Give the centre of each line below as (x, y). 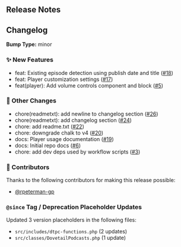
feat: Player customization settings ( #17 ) (64, 79)
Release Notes (34, 10)
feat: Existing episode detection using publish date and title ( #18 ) (94, 73)
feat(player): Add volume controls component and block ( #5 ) (89, 85)
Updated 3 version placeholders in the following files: (71, 220)
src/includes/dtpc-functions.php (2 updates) (71, 232)
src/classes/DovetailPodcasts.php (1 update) (70, 238)
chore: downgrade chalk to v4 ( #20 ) (59, 133)
